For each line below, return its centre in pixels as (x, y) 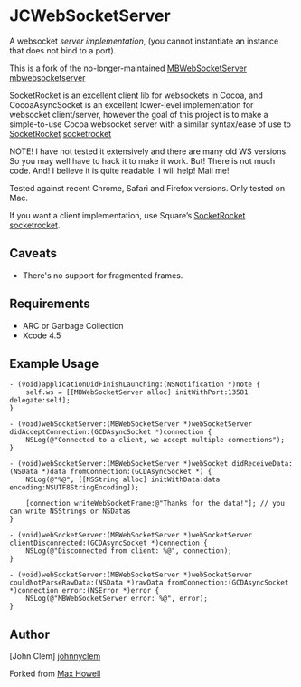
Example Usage (54, 363)
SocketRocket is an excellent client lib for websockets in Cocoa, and (136, 95)
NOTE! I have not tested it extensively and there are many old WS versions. (149, 151)
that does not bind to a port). (63, 50)
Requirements (50, 304)
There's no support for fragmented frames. (103, 275)
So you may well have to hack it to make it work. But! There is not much (142, 160)
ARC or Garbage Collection (73, 325)
